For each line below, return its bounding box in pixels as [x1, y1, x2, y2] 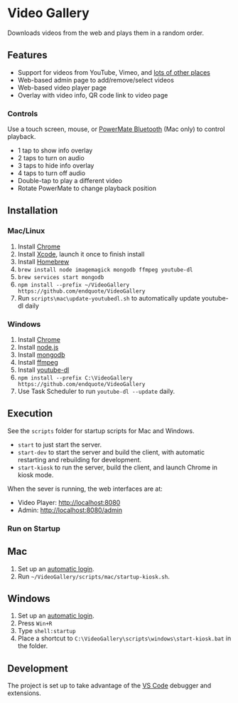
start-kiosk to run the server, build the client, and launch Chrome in [17, 463, 218, 472]
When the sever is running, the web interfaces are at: [7, 484, 163, 493]
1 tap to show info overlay [17, 146, 93, 155]
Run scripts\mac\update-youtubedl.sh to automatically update [17, 293, 200, 302]
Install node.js [17, 343, 59, 352]
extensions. [7, 689, 41, 697]
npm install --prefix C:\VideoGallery [17, 375, 133, 382]
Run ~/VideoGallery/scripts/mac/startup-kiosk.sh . [17, 572, 171, 580]
